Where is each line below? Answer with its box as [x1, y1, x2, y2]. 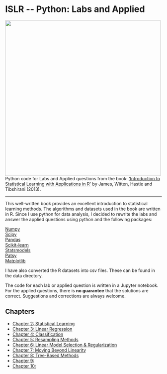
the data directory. [5, 272, 43, 278]
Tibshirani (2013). [5, 186, 41, 192]
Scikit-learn [5, 242, 29, 248]
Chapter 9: [12, 358, 35, 364]
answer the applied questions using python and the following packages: [5, 216, 153, 222]
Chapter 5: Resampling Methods [12, 336, 79, 342]
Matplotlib [5, 257, 26, 263]
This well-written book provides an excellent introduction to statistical [5, 200, 148, 206]
